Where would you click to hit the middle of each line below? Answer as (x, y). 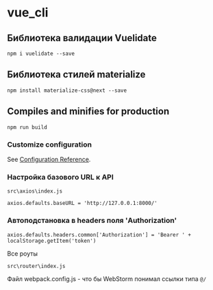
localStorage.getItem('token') (52, 241)
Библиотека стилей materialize (76, 74)
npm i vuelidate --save (41, 53)
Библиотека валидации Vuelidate (82, 38)
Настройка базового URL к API (61, 177)
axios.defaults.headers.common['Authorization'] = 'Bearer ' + (99, 234)
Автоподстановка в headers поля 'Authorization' (92, 221)
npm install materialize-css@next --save (67, 90)
